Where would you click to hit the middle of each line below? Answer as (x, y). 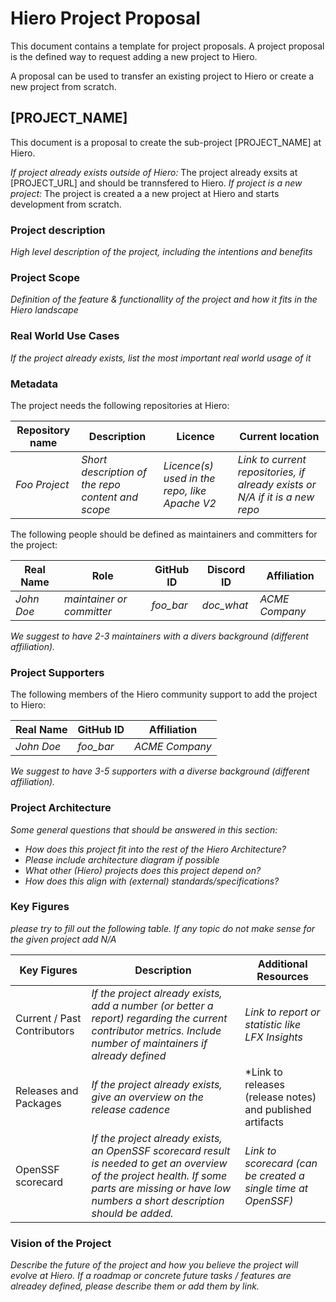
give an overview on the (147, 1097)
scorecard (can (281, 1163)
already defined (129, 1055)
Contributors (45, 1030)
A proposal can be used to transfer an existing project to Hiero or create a (162, 76)
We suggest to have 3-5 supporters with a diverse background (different (160, 771)
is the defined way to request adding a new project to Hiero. (134, 56)
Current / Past (48, 1018)
